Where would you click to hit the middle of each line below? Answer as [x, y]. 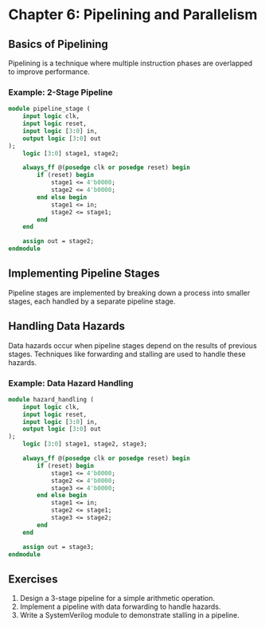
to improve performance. [49, 72]
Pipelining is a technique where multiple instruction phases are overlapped [131, 63]
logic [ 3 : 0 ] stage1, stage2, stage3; [85, 444]
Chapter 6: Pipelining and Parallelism [133, 15]
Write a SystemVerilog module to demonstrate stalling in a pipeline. [130, 615]
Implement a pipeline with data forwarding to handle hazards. [120, 606]
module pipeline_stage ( [49, 109]
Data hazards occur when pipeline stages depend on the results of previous [132, 345]
